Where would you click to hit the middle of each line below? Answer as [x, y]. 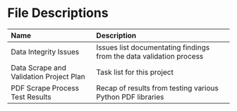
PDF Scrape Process [45, 88]
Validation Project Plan [48, 76]
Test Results [31, 97]
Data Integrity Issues [45, 52]
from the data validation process [150, 56]
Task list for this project [135, 72]
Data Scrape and [39, 67]
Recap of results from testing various [157, 88]
